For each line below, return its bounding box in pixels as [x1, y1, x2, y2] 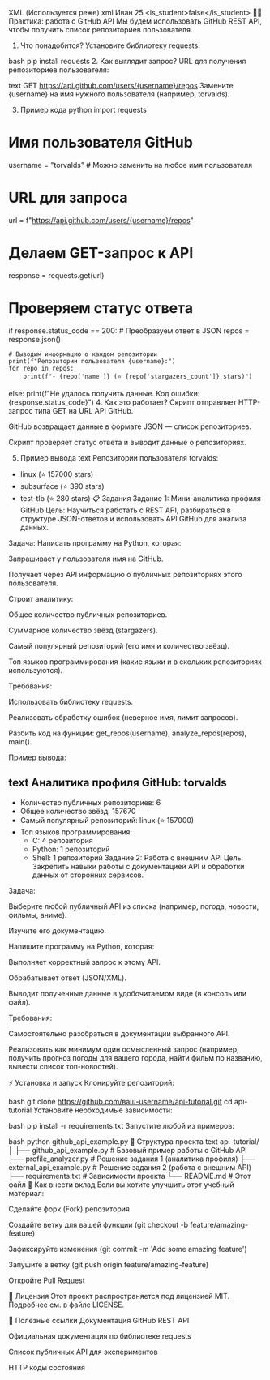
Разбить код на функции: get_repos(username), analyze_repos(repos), [8, 728, 247, 738]
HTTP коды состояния [8, 1362, 85, 1372]
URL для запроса [8, 189, 128, 207]
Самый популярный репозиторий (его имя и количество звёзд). [8, 641, 229, 650]
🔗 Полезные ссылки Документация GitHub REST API [8, 1315, 190, 1325]
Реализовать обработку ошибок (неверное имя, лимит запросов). [8, 712, 238, 722]
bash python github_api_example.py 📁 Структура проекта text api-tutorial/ [8, 1136, 259, 1146]
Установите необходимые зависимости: [33, 1105, 173, 1115]
